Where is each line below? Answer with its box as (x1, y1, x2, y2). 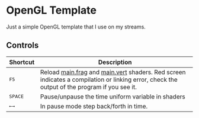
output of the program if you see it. (40, 82, 137, 91)
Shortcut (9, 58, 35, 66)
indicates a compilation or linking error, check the (40, 75, 178, 84)
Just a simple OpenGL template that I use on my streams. (6, 23, 146, 30)
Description (98, 58, 132, 66)
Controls (6, 40, 39, 50)
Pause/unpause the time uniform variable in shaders (40, 93, 185, 101)
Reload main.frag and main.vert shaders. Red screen (40, 68, 186, 76)
